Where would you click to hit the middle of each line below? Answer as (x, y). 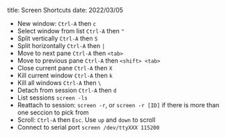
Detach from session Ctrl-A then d (67, 90)
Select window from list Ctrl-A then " (71, 31)
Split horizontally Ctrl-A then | (61, 46)
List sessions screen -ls (53, 98)
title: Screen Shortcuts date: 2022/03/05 (65, 10)
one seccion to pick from (53, 112)
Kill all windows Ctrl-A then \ (59, 83)
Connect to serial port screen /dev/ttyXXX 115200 (88, 127)
